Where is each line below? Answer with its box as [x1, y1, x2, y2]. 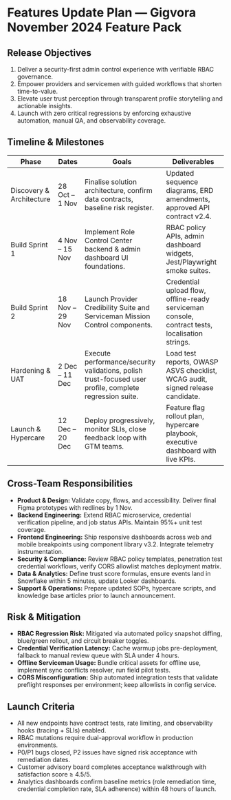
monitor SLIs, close [85, 424, 146, 433]
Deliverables [172, 156, 214, 166]
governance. [16, 72, 54, 81]
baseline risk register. [85, 203, 155, 212]
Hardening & [10, 365, 51, 375]
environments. [16, 741, 58, 749]
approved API [166, 203, 210, 212]
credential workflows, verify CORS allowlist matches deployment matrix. [16, 562, 222, 570]
